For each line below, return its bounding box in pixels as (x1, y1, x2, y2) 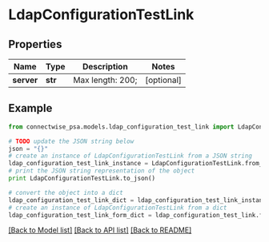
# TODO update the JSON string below (8, 137, 134, 145)
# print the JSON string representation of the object (8, 167, 195, 175)
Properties (8, 38, 62, 51)
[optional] (145, 74, 183, 85)
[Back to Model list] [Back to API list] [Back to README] (8, 225, 192, 235)
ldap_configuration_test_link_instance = (8, 160, 149, 168)
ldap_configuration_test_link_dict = (8, 196, 134, 204)
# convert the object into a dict (8, 188, 124, 196)
